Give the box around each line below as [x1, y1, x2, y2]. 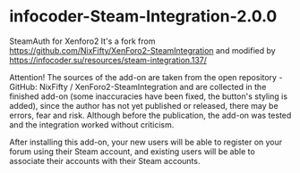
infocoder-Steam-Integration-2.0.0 [9, 6, 278, 27]
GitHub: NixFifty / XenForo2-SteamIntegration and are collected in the [9, 81, 267, 92]
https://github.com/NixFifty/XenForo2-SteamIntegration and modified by [9, 45, 276, 55]
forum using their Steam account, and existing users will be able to [9, 145, 255, 157]
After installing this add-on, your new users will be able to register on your [9, 136, 283, 147]
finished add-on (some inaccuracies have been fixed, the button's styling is [9, 91, 288, 102]
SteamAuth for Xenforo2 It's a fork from [9, 36, 156, 46]
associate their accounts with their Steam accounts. [9, 155, 201, 166]
